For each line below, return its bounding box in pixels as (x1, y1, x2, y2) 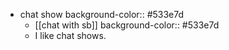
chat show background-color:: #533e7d (19, 9, 185, 20)
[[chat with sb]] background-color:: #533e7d (34, 19, 220, 31)
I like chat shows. (34, 30, 107, 41)
